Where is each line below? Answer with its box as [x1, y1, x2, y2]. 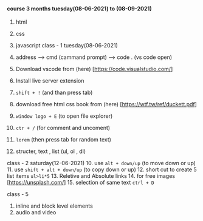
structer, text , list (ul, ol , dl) [15, 148, 86, 155]
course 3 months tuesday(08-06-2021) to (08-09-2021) [7, 5, 152, 12]
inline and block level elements [15, 202, 93, 209]
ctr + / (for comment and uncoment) [15, 124, 111, 132]
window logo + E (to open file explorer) [15, 112, 113, 120]
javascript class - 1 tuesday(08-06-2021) [15, 42, 118, 49]
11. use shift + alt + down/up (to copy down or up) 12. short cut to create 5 [7, 166, 197, 173]
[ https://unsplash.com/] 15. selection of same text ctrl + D [7, 179, 154, 186]
